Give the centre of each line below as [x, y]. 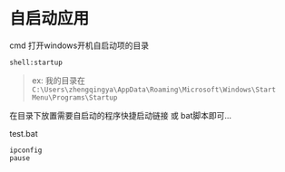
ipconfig [26, 150]
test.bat [24, 133]
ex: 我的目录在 [59, 80]
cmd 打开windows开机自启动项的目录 [79, 45]
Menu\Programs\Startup [74, 97]
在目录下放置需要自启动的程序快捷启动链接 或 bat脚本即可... [121, 115]
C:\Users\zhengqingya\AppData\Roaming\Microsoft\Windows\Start [154, 90]
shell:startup [36, 62]
